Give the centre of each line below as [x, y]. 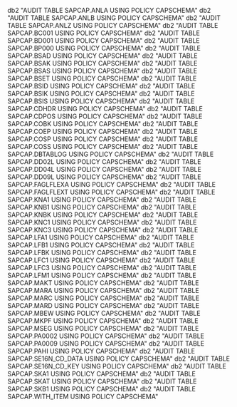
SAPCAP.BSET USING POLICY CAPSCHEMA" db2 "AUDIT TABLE [102, 78]
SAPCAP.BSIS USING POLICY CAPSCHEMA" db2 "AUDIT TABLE [101, 101]
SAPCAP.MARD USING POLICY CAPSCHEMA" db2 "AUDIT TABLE [104, 305]
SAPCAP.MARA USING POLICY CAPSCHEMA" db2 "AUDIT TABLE [103, 290]
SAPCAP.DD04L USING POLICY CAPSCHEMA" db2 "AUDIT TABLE [104, 169]
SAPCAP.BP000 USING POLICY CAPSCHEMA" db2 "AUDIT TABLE [104, 48]
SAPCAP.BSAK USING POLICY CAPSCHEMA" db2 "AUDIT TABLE [102, 63]
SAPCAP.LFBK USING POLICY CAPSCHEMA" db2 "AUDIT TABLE [102, 253]
